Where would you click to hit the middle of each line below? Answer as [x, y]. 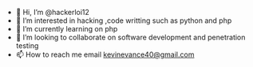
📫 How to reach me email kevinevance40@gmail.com [105, 54]
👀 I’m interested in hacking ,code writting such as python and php [124, 20]
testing [27, 46]
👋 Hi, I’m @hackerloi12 [53, 12]
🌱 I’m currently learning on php [67, 29]
